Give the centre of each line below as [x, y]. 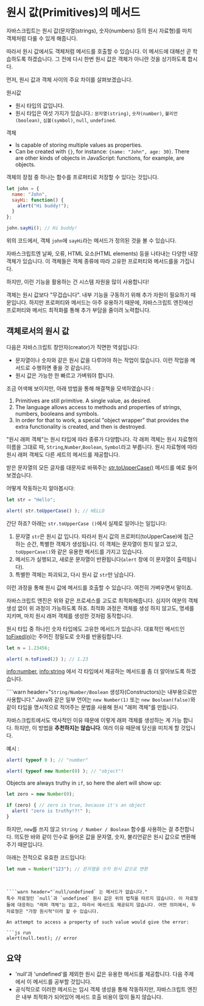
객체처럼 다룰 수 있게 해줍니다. [42, 38]
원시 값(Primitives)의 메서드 [73, 13]
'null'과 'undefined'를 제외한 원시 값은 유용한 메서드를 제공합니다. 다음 [99, 974]
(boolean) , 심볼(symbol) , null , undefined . [66, 120]
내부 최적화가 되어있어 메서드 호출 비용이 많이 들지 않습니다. [92, 997]
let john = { [23, 188]
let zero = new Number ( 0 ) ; [40, 794]
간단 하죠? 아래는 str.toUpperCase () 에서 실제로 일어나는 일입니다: [87, 523]
